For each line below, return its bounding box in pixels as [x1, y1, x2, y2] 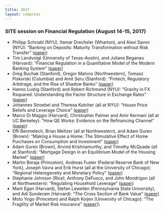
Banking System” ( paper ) [12, 65, 63, 71]
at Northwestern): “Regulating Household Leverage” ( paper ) [12, 180, 134, 186]
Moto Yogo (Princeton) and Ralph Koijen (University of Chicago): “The [12, 196, 154, 202]
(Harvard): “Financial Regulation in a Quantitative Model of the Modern [12, 60, 155, 66]
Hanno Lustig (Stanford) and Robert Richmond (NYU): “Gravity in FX [12, 86, 150, 92]
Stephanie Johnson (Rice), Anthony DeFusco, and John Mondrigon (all [12, 175, 155, 181]
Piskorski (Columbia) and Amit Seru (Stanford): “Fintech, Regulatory [12, 76, 150, 82]
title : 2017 [5, 7, 29, 12]
